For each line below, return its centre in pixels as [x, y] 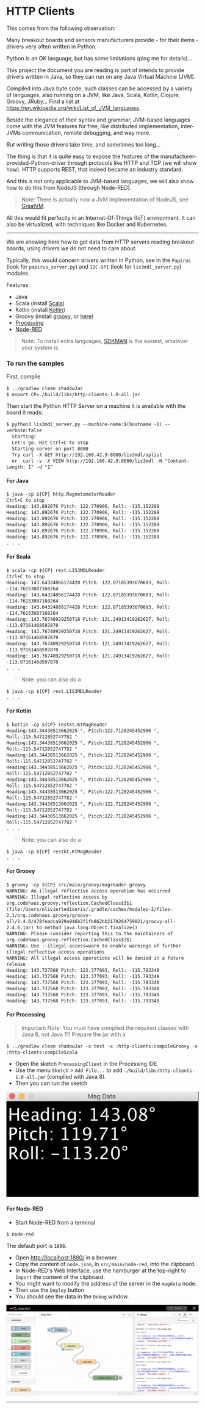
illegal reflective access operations [56, 952]
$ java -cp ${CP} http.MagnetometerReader [61, 494]
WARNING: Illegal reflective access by [57, 897]
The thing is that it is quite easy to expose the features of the [83, 156]
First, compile [23, 377]
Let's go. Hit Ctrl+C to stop [50, 443]
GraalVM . [33, 206]
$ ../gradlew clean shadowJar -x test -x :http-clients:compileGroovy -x [102, 1046]
